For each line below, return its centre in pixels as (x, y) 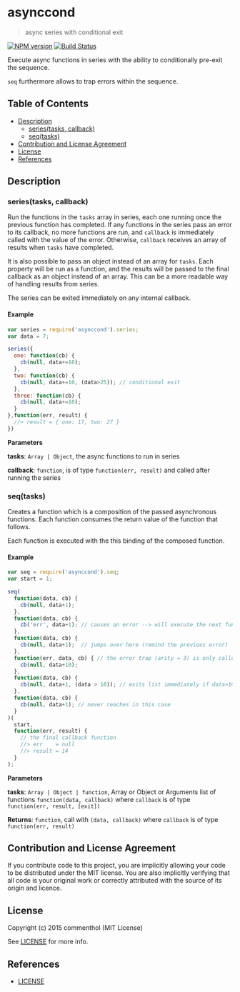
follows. (19, 527)
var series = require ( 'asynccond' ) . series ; (73, 329)
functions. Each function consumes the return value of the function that (112, 519)
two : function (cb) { (44, 376)
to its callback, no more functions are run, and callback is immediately (111, 232)
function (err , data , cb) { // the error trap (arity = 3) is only (115, 658)
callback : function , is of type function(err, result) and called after (109, 470)
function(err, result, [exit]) (54, 806)
